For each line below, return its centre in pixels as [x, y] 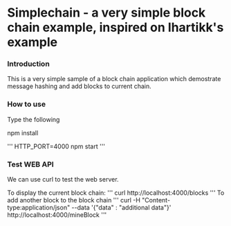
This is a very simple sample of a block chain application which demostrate [114, 79]
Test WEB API [30, 164]
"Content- [156, 200]
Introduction [28, 64]
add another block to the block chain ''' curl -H [74, 200]
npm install [23, 132]
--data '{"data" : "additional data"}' [121, 208]
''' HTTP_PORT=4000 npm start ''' [56, 146]
